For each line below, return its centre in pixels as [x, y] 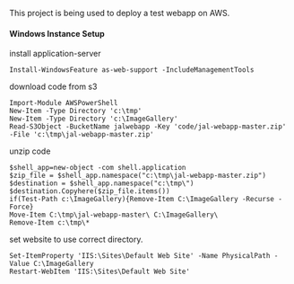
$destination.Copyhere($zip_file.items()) [90, 191]
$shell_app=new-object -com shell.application [98, 168]
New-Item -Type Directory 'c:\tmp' [76, 111]
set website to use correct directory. [76, 240]
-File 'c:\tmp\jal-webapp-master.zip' [82, 135]
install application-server [55, 54]
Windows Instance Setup [57, 33]
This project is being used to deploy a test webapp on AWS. [120, 13]
